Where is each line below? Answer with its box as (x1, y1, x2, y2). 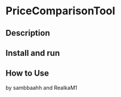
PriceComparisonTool (5, 4, 116, 18)
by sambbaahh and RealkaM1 (5, 84, 78, 91)
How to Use (5, 68, 49, 79)
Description (5, 28, 50, 38)
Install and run (5, 48, 60, 58)
